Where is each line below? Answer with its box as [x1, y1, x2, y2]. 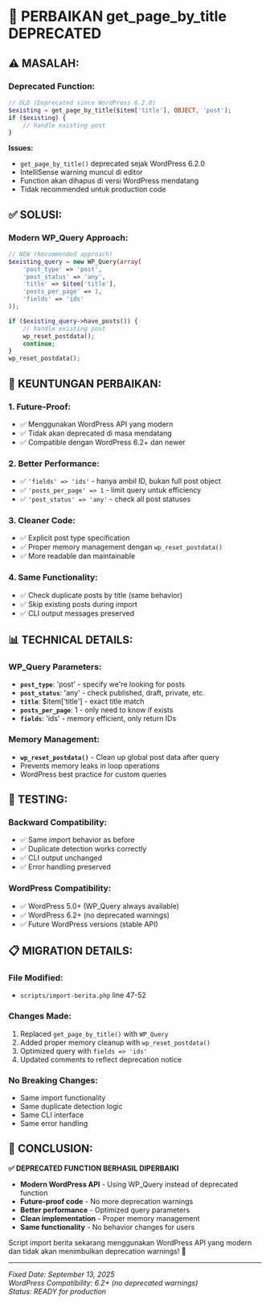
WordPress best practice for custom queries [19, 769, 167, 779]
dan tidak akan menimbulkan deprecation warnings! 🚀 [8, 1246, 186, 1256]
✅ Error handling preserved [19, 862, 111, 872]
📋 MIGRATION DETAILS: [8, 944, 133, 958]
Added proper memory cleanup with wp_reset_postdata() [19, 1038, 211, 1047]
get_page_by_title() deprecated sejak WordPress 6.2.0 [19, 159, 206, 168]
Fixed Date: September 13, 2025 [8, 1269, 115, 1279]
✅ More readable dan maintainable [19, 551, 136, 561]
